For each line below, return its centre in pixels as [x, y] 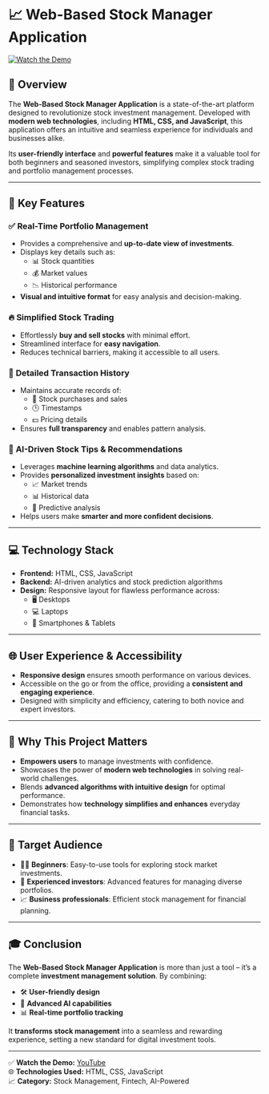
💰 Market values [60, 273]
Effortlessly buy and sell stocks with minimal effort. [105, 335]
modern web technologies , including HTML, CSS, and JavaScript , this [125, 121]
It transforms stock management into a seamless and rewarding [115, 1031]
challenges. [60, 778]
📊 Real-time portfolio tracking [72, 1013]
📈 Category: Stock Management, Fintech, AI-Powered [99, 1081]
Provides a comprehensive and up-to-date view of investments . [127, 244]
